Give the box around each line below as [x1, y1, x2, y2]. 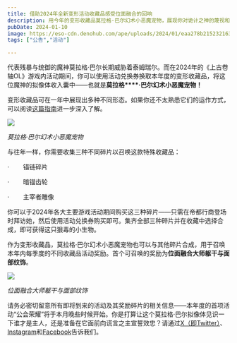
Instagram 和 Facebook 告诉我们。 [7, 327, 102, 336]
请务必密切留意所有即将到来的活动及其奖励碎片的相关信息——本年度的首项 [7, 301, 224, 310]
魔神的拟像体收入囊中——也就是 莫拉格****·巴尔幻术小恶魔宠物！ [13, 80, 202, 89]
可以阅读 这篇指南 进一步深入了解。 [7, 104, 107, 113]
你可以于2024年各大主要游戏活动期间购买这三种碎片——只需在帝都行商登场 [7, 207, 227, 216]
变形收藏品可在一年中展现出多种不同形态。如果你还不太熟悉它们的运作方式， [7, 96, 230, 104]
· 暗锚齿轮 [7, 178, 48, 186]
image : [7, 30, 27, 37]
